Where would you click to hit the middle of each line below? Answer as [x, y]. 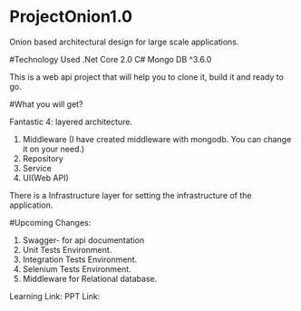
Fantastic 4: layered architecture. [71, 121]
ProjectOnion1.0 [71, 17]
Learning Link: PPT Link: [55, 296]
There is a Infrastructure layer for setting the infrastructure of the [131, 195]
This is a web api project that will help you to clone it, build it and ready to [146, 77]
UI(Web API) [46, 178]
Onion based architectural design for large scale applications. [124, 42]
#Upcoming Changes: [50, 222]
